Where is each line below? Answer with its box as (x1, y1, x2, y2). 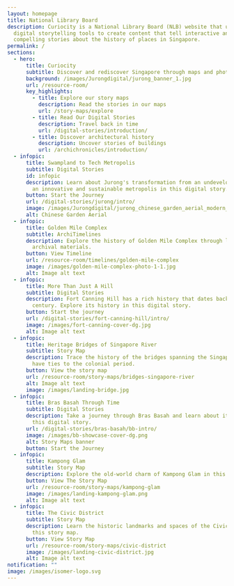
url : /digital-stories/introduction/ (38, 127, 148, 134)
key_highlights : (25, 88, 73, 95)
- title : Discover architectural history (32, 133, 155, 140)
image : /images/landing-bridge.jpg (25, 386, 130, 393)
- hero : (13, 56, 36, 63)
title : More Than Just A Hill (25, 283, 114, 290)
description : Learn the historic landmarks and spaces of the (25, 523, 210, 529)
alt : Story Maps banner (25, 438, 95, 445)
